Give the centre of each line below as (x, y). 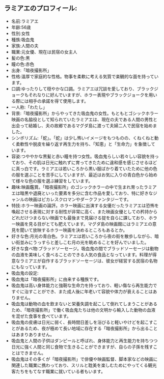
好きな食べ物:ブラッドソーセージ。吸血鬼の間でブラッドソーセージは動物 (85, 248)
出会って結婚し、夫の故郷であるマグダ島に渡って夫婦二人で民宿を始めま (84, 125)
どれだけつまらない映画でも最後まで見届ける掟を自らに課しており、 (80, 218)
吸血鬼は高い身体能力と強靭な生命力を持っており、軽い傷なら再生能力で (84, 285)
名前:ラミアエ (25, 21)
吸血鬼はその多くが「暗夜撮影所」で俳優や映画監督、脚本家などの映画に (84, 359)
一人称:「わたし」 (29, 107)
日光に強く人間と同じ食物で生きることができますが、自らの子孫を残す (82, 347)
